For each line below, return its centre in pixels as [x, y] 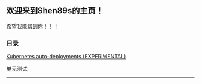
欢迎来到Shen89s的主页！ [55, 11]
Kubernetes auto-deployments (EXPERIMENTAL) [66, 57]
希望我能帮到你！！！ [32, 26]
